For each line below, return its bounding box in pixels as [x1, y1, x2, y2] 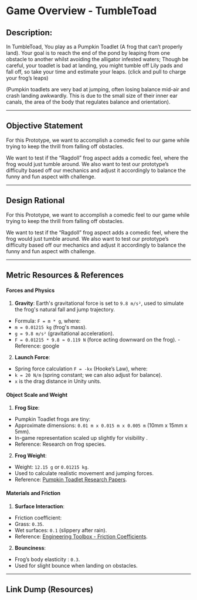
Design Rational [6, 195, 65, 205]
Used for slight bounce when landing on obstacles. [14, 562, 138, 569]
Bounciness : [14, 544, 46, 551]
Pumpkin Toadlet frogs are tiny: [14, 416, 91, 423]
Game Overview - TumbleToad [6, 4, 157, 18]
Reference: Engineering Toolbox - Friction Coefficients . [14, 533, 148, 540]
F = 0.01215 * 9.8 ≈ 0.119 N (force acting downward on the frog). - [14, 336, 181, 343]
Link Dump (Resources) [6, 585, 94, 595]
